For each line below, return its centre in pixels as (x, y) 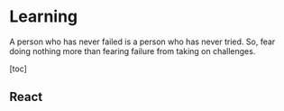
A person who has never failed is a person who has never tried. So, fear (142, 42)
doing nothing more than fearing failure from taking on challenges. (133, 51)
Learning (44, 17)
